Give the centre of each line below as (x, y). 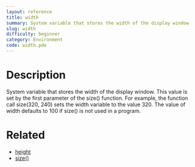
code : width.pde (26, 46)
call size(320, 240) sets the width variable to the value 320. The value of (96, 104)
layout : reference (29, 12)
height (23, 151)
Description (36, 75)
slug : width (21, 29)
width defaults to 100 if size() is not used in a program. (73, 111)
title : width (22, 17)
